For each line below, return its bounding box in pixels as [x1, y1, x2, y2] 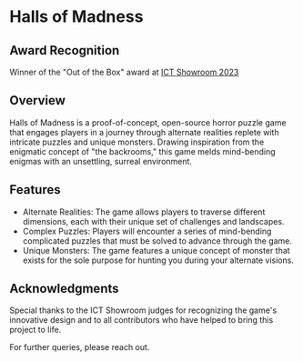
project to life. [9, 325, 62, 336]
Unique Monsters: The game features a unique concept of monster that [22, 245, 290, 256]
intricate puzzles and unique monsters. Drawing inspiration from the [9, 136, 265, 147]
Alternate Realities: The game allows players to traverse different [22, 206, 266, 217]
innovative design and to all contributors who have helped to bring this [9, 315, 274, 326]
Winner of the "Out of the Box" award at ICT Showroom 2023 [9, 66, 239, 77]
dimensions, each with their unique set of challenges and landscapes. [22, 216, 285, 226]
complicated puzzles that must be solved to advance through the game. [22, 235, 293, 246]
